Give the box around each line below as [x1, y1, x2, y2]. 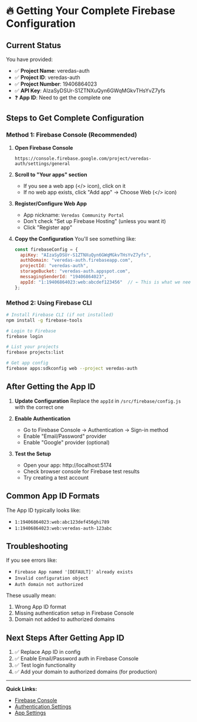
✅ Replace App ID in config [14, 649, 81, 656]
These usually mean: [6, 592, 57, 599]
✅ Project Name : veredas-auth [14, 68, 90, 74]
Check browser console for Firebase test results [23, 468, 140, 475]
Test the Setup [14, 450, 52, 457]
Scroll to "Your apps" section [14, 171, 87, 178]
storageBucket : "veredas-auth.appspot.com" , [20, 268, 131, 274]
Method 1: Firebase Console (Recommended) [6, 131, 137, 139]
